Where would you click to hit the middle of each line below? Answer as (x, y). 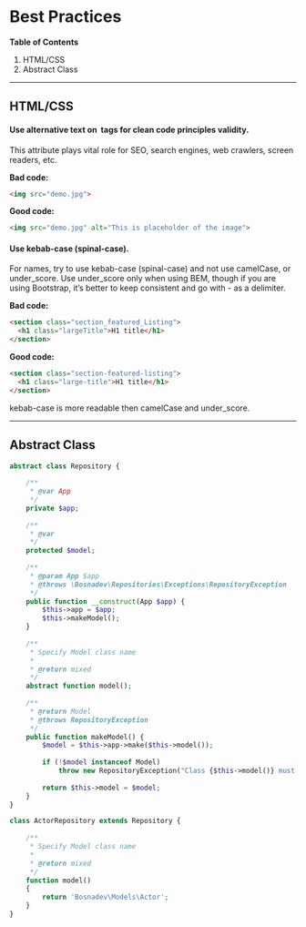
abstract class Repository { (65, 466)
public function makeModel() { (85, 737)
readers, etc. (33, 159)
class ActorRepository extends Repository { (95, 821)
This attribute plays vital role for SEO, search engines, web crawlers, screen (152, 150)
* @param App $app (65, 576)
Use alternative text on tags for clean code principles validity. (129, 129)
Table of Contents (44, 42)
